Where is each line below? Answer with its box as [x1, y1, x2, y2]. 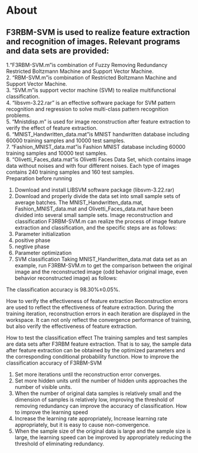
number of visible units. [14, 384, 72, 390]
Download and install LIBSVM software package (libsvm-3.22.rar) [14, 186, 174, 193]
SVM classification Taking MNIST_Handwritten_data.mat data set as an [14, 256, 187, 263]
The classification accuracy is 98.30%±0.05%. [6, 286, 120, 293]
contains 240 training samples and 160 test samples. [6, 168, 135, 176]
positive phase [14, 237, 51, 244]
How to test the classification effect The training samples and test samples [6, 334, 188, 341]
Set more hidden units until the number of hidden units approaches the [14, 377, 187, 384]
